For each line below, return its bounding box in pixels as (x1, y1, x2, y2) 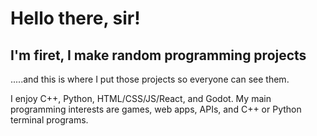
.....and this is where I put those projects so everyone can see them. (10, 73, 290, 85)
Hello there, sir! (10, 7, 141, 30)
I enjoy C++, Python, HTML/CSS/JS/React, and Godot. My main (10, 93, 272, 104)
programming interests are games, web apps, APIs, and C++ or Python (10, 103, 302, 115)
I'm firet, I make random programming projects (10, 47, 307, 64)
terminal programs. (10, 114, 89, 126)
